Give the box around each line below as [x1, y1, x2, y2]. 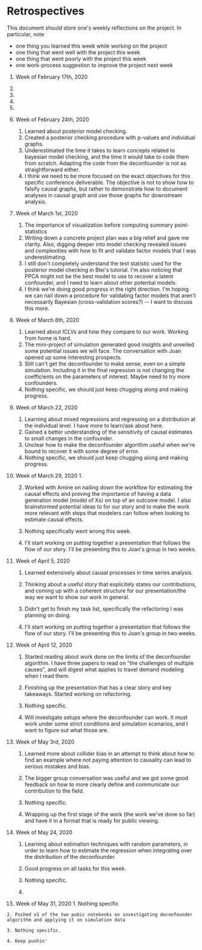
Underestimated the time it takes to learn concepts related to [24, 147, 175, 154]
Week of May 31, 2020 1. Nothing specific [15, 900, 119, 907]
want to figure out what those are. [24, 726, 109, 733]
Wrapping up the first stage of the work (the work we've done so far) [24, 810, 195, 818]
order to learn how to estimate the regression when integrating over [24, 846, 192, 854]
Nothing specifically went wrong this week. [24, 527, 132, 534]
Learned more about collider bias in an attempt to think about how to [24, 750, 195, 757]
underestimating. [24, 253, 67, 261]
